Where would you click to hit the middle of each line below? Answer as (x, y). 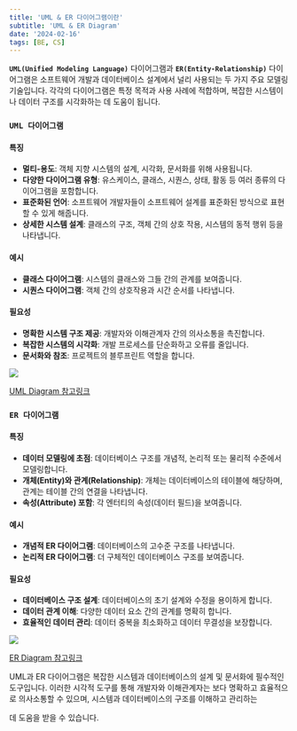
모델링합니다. (45, 469)
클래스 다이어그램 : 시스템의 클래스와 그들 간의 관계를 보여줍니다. (132, 279)
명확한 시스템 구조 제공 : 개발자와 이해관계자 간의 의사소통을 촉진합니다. (143, 333)
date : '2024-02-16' (45, 34)
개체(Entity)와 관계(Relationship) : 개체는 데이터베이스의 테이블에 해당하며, (152, 480)
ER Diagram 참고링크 (46, 658)
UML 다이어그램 (36, 126)
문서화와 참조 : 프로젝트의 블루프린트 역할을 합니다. (108, 355)
